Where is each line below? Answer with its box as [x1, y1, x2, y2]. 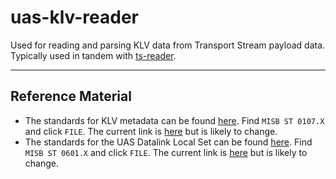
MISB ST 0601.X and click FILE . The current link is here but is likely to [24, 146, 308, 158]
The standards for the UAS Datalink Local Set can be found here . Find [24, 136, 313, 148]
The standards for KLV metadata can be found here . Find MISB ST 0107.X [24, 114, 325, 126]
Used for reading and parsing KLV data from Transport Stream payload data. [10, 39, 326, 51]
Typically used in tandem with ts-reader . [10, 49, 177, 61]
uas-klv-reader [10, 6, 140, 29]
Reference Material [10, 88, 132, 105]
